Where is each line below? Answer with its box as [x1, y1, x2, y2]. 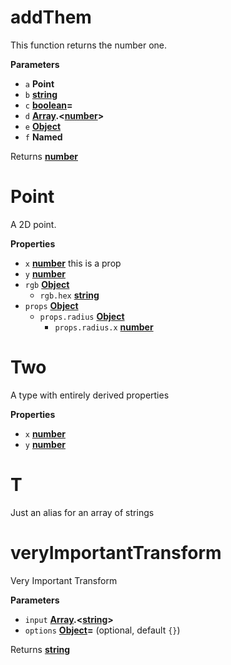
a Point [24, 77, 55, 90]
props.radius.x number [54, 321, 154, 333]
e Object [24, 120, 62, 132]
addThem [10, 6, 92, 29]
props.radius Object [39, 310, 125, 322]
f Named [24, 131, 63, 143]
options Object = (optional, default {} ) [24, 624, 181, 636]
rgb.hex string [39, 289, 100, 301]
